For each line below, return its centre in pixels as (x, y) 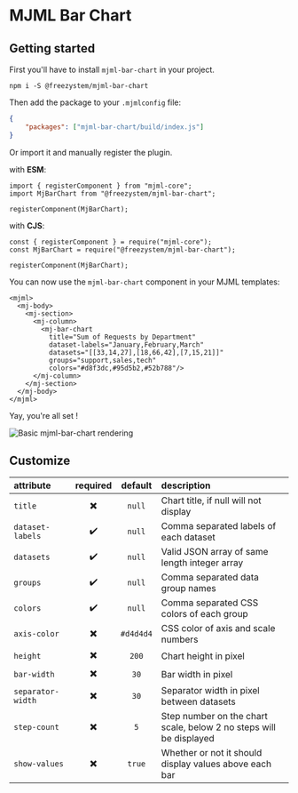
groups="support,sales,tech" (102, 360)
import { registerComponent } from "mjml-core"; (101, 186)
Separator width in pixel (210, 691)
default (137, 485)
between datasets (199, 701)
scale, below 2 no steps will (219, 727)
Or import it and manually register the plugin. (91, 152)
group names (189, 589)
